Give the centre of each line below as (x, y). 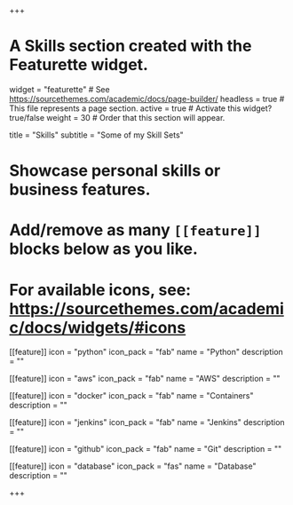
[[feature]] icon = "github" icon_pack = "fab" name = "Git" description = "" (146, 449)
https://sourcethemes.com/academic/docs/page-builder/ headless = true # (147, 99)
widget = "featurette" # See (59, 89)
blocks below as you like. (103, 249)
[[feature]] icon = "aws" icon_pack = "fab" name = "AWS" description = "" (145, 379)
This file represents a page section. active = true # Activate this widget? (141, 108)
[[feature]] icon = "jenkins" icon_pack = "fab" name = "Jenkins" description (147, 422)
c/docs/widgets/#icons (98, 327)
